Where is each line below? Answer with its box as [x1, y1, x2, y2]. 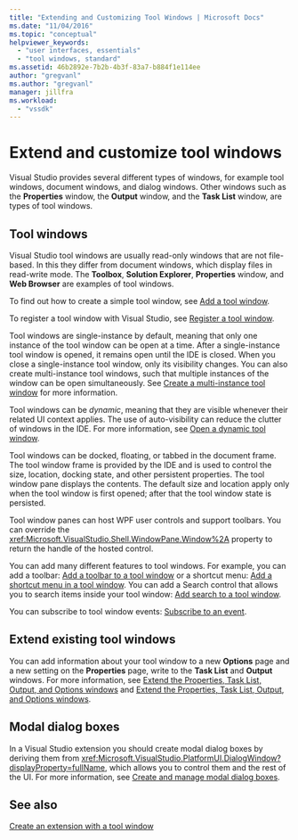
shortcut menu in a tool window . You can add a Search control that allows [9, 580, 278, 589]
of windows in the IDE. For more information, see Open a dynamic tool [9, 424, 267, 433]
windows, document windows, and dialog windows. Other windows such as [9, 182, 286, 193]
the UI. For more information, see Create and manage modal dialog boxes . [9, 771, 280, 782]
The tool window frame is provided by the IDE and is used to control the [9, 460, 272, 470]
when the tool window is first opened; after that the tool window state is [9, 488, 272, 498]
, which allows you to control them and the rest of [105, 762, 286, 772]
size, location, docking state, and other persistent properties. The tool [9, 469, 265, 480]
